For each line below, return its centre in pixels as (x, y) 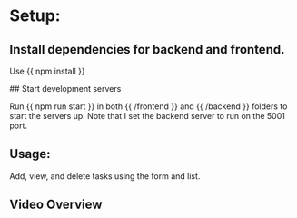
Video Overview (56, 205)
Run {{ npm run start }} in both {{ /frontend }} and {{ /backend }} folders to (148, 106)
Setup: (35, 16)
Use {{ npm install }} (48, 71)
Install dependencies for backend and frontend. (147, 50)
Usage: (30, 154)
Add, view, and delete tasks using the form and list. (105, 176)
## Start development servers (65, 89)
